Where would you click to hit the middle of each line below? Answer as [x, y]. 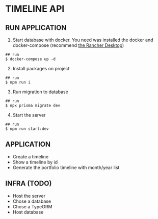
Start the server [29, 115]
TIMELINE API [35, 9]
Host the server [29, 196]
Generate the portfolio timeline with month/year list [66, 167]
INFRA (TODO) [29, 184]
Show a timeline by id [35, 162]
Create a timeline [31, 156]
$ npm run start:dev [27, 129]
